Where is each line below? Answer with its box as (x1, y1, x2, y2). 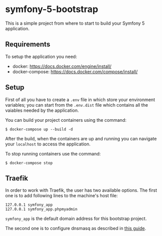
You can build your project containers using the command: (5, 117, 127, 123)
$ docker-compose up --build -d (5, 127, 73, 132)
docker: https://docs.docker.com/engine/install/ (12, 63, 112, 69)
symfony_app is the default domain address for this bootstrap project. (5, 215, 147, 222)
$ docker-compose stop (5, 160, 53, 166)
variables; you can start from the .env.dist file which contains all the (5, 102, 148, 108)
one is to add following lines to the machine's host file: (5, 193, 118, 199)
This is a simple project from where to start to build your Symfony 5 (5, 20, 145, 26)
